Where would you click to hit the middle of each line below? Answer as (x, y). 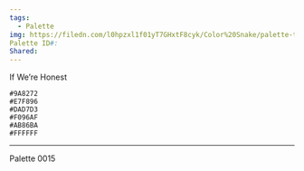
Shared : (24, 52)
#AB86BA (24, 126)
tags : (19, 18)
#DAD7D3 (24, 109)
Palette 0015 (33, 158)
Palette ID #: (34, 43)
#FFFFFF (24, 133)
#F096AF (24, 118)
